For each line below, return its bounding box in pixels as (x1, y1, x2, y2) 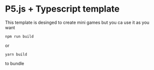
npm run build (5, 34, 34, 39)
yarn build (5, 52, 27, 57)
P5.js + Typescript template (5, 3, 120, 15)
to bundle (5, 60, 24, 66)
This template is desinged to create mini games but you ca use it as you (5, 19, 150, 25)
